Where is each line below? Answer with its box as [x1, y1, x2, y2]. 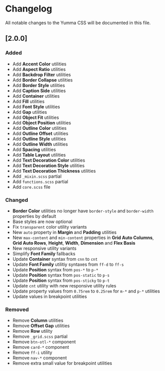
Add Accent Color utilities [12, 61, 67, 67]
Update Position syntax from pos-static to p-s [12, 272, 110, 278]
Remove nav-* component [12, 355, 67, 361]
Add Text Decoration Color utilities [12, 157, 86, 163]
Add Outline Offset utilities [12, 130, 69, 136]
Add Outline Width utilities [12, 141, 68, 147]
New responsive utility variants [12, 245, 77, 251]
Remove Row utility [12, 328, 53, 334]
